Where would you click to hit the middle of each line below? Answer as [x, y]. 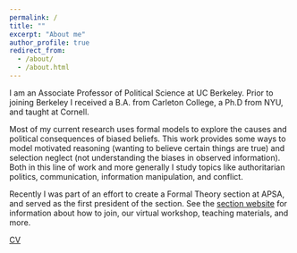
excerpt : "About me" [48, 34]
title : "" [28, 26]
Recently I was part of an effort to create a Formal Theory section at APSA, [147, 194]
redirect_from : [38, 51]
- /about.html [43, 68]
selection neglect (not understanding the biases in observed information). [145, 157]
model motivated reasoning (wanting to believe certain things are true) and [147, 148]
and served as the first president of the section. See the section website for [148, 203]
